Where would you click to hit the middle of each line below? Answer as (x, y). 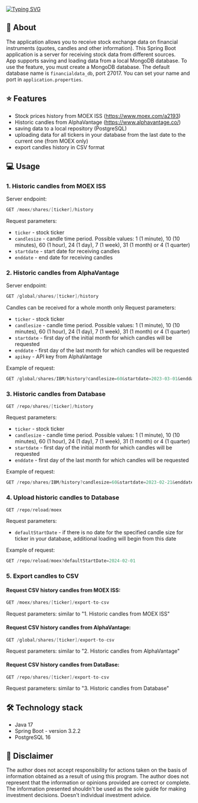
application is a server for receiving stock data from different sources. (91, 54)
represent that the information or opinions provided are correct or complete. (98, 783)
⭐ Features (27, 99)
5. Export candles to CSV (43, 576)
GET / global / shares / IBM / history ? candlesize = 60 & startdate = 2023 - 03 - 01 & (93, 379)
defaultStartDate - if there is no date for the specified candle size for (99, 532)
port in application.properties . (45, 79)
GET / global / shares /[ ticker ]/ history (52, 297)
